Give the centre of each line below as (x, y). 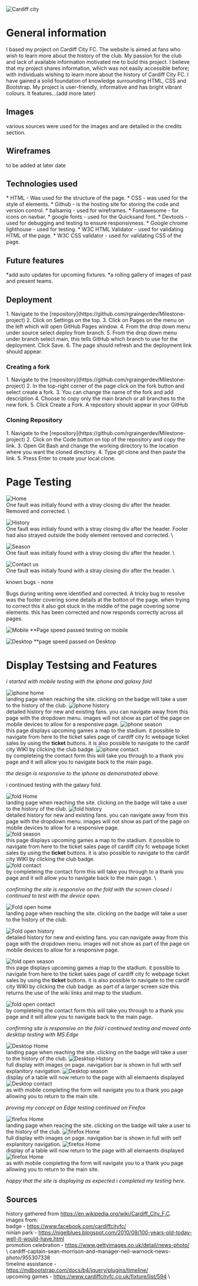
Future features (35, 260)
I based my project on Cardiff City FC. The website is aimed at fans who (93, 49)
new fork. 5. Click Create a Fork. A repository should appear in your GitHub (97, 405)
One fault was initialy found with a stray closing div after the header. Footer (97, 528)
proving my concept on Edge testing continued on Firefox (76, 1108)
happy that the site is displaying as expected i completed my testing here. (96, 1181)
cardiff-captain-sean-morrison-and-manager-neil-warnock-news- (90, 1251)
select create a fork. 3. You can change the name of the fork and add (90, 392)
